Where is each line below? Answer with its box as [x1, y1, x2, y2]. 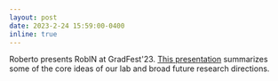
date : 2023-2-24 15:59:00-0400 [9, 21, 125, 30]
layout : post [9, 12, 58, 22]
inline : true [9, 29, 58, 38]
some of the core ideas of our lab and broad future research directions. [9, 63, 270, 74]
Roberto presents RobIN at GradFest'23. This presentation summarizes [9, 54, 268, 65]
